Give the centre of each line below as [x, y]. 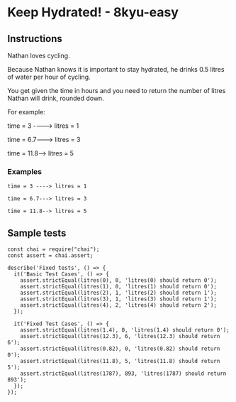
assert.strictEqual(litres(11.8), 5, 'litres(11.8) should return [120, 362]
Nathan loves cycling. [39, 55]
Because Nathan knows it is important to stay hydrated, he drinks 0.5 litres [116, 69]
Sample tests [37, 233]
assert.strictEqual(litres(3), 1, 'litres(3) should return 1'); [119, 299]
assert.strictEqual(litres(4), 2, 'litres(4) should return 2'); [119, 305]
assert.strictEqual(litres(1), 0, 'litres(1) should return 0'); [119, 287]
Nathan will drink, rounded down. [56, 98]
